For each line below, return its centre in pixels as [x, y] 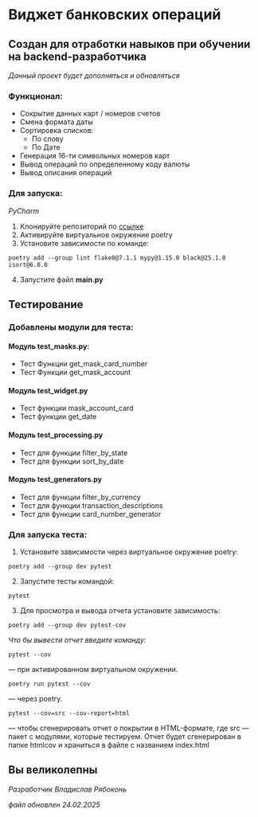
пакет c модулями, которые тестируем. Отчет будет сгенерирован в [125, 737]
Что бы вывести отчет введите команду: [77, 640]
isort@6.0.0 [28, 264]
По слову [47, 139]
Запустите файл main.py [61, 279]
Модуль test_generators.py [55, 479]
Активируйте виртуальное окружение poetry [96, 235]
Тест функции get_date [58, 416]
